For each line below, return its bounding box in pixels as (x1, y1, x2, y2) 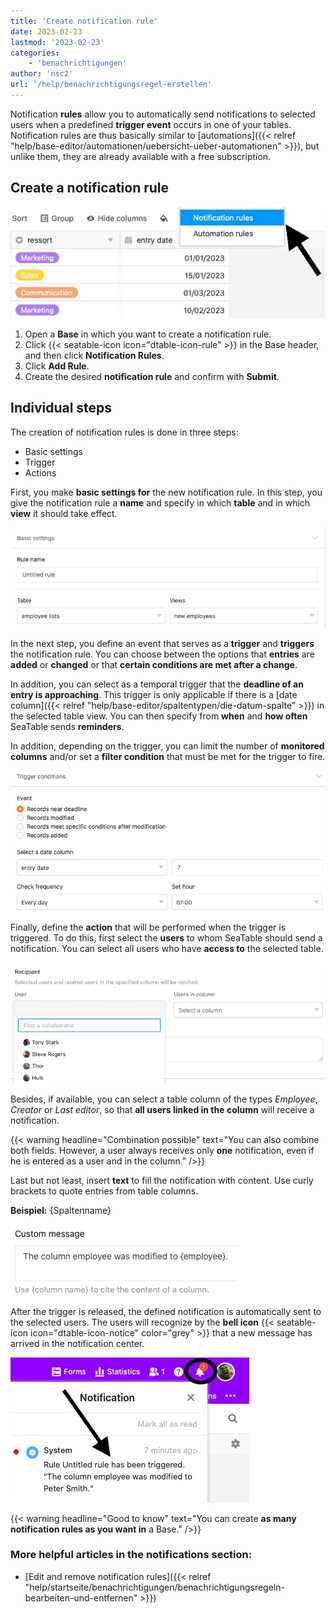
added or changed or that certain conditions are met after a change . (10, 659, 298, 671)
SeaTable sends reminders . (10, 721, 125, 733)
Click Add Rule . (24, 360, 90, 372)
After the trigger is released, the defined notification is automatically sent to (10, 1305, 322, 1317)
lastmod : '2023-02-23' (10, 37, 105, 47)
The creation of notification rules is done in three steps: (10, 426, 239, 438)
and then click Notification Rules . (24, 349, 165, 361)
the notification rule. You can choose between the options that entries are (10, 648, 315, 660)
